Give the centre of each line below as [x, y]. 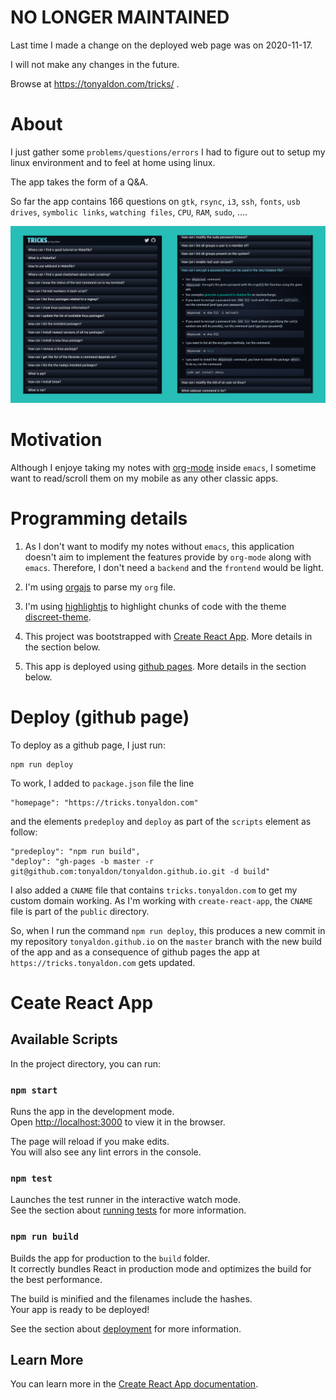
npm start [34, 1090]
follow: [24, 832]
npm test [31, 1178]
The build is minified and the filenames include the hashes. [131, 1298]
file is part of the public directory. [80, 911]
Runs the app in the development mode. [92, 1111]
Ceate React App [82, 1002]
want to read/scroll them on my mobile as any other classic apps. [144, 478]
